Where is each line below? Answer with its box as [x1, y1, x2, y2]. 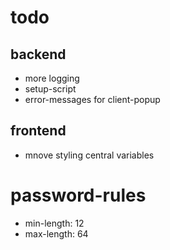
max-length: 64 [24, 227, 89, 240]
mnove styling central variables [24, 149, 155, 161]
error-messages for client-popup [24, 94, 161, 105]
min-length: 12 [24, 217, 85, 229]
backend [10, 46, 67, 63]
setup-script [24, 83, 77, 95]
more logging [24, 72, 80, 84]
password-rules [10, 184, 147, 206]
